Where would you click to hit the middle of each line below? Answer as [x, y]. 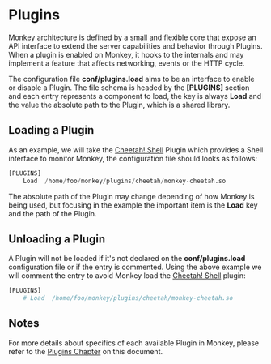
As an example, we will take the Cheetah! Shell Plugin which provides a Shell [136, 150]
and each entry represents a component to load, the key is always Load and [135, 96]
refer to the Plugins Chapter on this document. [86, 351]
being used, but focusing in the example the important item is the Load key [133, 205]
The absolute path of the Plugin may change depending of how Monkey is [131, 196]
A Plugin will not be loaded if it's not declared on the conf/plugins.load [127, 259]
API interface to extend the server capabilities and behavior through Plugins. [135, 45]
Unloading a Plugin [57, 239]
